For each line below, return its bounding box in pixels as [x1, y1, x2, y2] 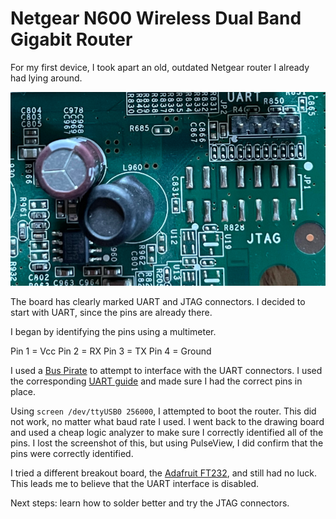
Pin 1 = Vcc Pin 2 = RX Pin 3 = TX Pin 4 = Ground [10, 345, 212, 357]
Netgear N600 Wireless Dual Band [10, 7, 302, 30]
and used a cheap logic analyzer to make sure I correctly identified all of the [10, 426, 324, 438]
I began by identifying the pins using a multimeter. [10, 325, 217, 337]
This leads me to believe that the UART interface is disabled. [10, 477, 260, 489]
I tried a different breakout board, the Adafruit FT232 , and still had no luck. [10, 467, 318, 479]
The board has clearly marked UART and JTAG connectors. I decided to [10, 295, 306, 307]
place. [10, 385, 37, 397]
